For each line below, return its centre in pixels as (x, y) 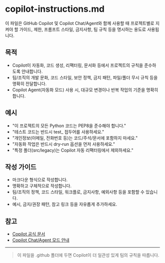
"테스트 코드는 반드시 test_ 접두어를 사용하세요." (58, 131)
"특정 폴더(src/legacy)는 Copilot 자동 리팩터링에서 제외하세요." (73, 150)
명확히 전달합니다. (29, 83)
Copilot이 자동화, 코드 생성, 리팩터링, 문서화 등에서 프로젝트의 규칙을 (78, 65)
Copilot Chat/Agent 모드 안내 (41, 240)
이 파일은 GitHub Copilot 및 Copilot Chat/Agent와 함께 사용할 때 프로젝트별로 (80, 23)
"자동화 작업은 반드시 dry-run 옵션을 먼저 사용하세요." (64, 144)
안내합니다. (32, 71)
